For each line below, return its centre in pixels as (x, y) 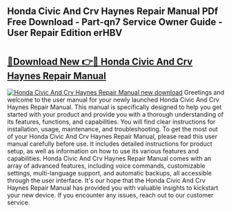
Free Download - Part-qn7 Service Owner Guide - (115, 22)
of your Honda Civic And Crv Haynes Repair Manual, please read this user (112, 136)
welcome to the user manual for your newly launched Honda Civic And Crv (113, 100)
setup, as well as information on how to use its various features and (103, 151)
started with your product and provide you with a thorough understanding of (115, 114)
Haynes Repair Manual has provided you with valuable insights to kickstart (113, 188)
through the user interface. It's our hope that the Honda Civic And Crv (106, 180)
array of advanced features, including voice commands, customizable (106, 166)
